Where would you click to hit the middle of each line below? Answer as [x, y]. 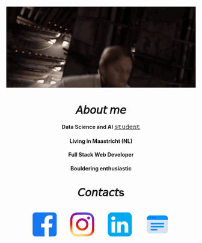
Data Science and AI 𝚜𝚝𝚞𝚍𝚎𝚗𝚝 [101, 127]
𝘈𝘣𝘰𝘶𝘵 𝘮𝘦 [101, 110]
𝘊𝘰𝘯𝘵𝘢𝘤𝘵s [101, 193]
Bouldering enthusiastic [101, 168]
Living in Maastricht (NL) [101, 141]
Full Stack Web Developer [101, 155]
